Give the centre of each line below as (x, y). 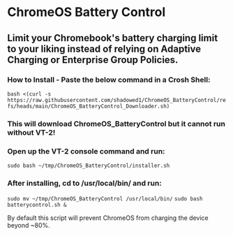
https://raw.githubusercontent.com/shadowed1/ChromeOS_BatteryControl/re (117, 100)
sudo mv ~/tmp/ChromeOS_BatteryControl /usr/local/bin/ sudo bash (105, 199)
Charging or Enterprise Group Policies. (93, 60)
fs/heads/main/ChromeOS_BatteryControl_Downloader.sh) (89, 106)
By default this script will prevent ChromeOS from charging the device (108, 218)
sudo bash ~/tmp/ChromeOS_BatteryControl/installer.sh (89, 166)
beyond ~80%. (29, 226)
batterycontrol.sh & (37, 205)
